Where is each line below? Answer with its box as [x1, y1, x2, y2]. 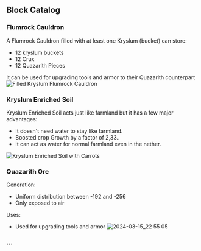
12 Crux [15, 55, 35, 63]
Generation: [6, 181, 36, 188]
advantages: [6, 115, 38, 122]
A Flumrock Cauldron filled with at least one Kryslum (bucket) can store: [6, 37, 187, 44]
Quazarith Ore [6, 167, 49, 175]
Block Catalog [6, 5, 61, 15]
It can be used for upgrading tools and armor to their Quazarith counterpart [6, 73, 196, 81]
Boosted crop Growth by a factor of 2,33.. [15, 133, 120, 141]
